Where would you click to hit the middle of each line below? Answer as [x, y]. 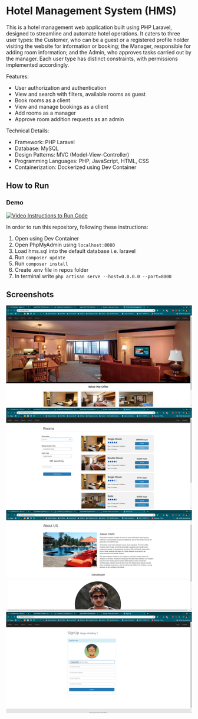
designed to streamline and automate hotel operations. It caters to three [93, 33]
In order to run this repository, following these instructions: [77, 227]
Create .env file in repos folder [52, 269]
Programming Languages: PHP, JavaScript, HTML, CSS [82, 161]
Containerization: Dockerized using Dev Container [75, 167]
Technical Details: [28, 131]
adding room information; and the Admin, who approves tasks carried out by [99, 52]
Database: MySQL [37, 148]
